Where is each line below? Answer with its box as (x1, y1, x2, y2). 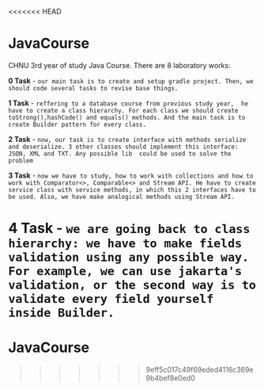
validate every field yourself (8, 292, 214, 307)
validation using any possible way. (8, 250, 250, 265)
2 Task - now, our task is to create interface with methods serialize (8, 134, 247, 143)
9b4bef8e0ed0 (145, 373, 196, 383)
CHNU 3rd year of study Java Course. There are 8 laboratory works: (8, 60, 231, 70)
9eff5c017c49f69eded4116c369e (145, 365, 255, 375)
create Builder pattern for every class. (8, 120, 147, 128)
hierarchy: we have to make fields (8, 236, 243, 251)
